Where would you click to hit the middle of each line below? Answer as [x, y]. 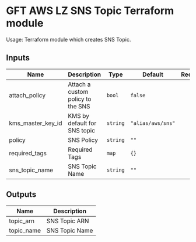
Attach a [79, 84]
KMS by [78, 115]
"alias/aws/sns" [153, 123]
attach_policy [27, 95]
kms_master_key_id [36, 123]
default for [82, 123]
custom [78, 91]
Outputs [21, 195]
